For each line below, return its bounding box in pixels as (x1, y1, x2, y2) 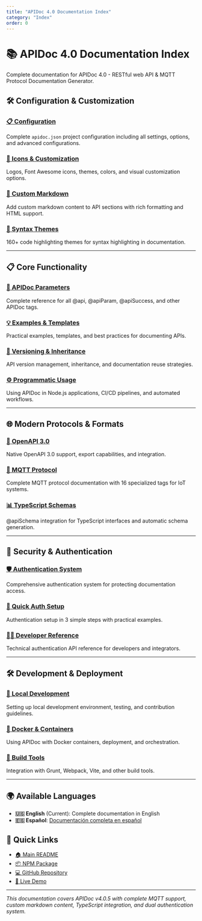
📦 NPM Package (14, 860, 58, 867)
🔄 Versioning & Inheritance (6, 347, 86, 355)
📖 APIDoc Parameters (6, 284, 70, 292)
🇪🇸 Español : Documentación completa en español (14, 817, 142, 824)
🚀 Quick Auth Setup (6, 603, 65, 611)
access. (6, 588, 26, 595)
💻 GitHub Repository (14, 869, 68, 876)
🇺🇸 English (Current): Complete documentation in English (14, 810, 161, 817)
